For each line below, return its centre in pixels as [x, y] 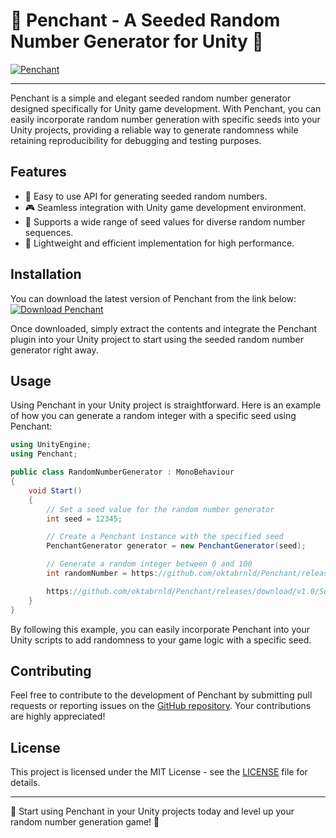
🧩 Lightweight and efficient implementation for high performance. [159, 243]
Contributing [51, 670]
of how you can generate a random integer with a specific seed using [153, 416]
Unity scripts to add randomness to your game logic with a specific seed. [161, 640]
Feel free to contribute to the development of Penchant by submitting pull [161, 695]
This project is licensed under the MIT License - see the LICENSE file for [159, 772]
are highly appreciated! [58, 716]
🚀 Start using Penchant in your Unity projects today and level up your [152, 811]
